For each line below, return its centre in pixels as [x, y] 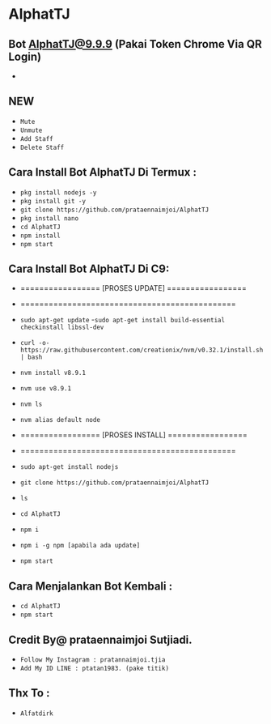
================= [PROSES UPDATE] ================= [133, 288]
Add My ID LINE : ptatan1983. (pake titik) [95, 669]
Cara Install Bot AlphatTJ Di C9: [89, 269]
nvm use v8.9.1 [46, 389]
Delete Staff [42, 147]
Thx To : [29, 693]
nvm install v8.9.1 [53, 373]
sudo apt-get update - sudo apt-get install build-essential [122, 320]
